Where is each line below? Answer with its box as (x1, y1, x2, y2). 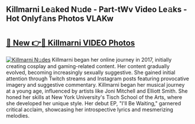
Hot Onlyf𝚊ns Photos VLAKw (6, 14, 114, 24)
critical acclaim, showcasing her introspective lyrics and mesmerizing (6, 106, 173, 113)
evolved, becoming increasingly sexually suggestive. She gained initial (6, 69, 176, 76)
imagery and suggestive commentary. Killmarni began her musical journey (6, 82, 185, 88)
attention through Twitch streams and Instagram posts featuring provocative (6, 75, 190, 82)
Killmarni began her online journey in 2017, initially (51, 56, 172, 63)
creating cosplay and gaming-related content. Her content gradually (6, 63, 170, 69)
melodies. (6, 112, 30, 119)
